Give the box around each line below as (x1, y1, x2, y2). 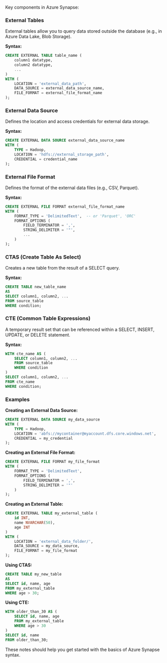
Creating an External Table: (5, 501, 64, 507)
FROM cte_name (5, 379, 35, 384)
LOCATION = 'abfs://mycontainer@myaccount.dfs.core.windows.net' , (14, 431, 156, 436)
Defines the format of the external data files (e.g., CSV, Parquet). (5, 185, 139, 191)
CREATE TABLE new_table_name (5, 284, 66, 290)
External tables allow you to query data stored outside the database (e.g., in (5, 28, 162, 34)
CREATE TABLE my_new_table (5, 572, 62, 577)
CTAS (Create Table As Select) (5, 254, 81, 261)
